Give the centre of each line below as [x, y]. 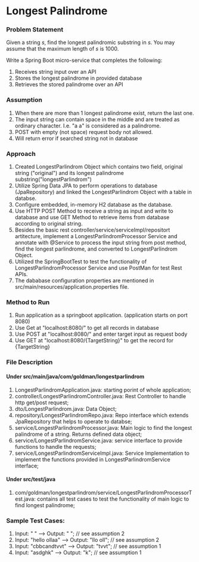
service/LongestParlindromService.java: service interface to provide [99, 440]
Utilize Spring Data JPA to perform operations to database [86, 186]
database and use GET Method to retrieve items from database [92, 217]
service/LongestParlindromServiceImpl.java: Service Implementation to [102, 453]
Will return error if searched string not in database [76, 138]
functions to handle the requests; [55, 447]
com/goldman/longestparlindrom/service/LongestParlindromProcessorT [103, 492]
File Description [29, 363]
